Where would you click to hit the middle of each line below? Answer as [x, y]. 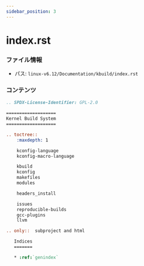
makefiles [29, 178]
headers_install [37, 194]
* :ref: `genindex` [36, 257]
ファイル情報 [24, 60]
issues [25, 204]
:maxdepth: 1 [32, 140]
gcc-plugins [31, 215]
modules [26, 183]
